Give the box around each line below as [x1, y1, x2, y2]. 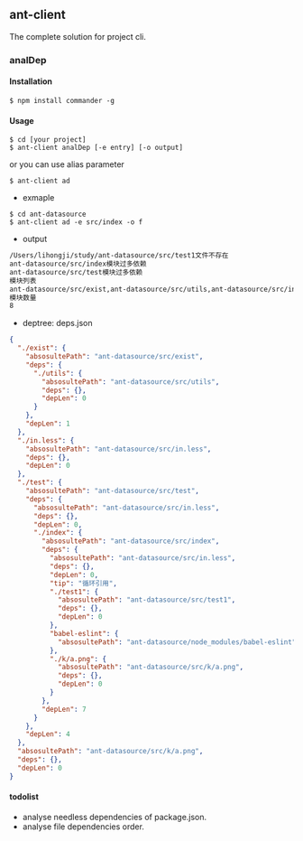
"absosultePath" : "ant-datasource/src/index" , [41, 537, 220, 546]
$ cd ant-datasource [9, 210, 87, 220]
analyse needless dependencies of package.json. [22, 811, 207, 822]
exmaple [22, 192, 55, 203]
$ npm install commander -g [9, 96, 115, 105]
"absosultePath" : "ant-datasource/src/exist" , [25, 352, 204, 361]
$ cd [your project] [9, 135, 87, 145]
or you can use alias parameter [9, 159, 124, 170]
